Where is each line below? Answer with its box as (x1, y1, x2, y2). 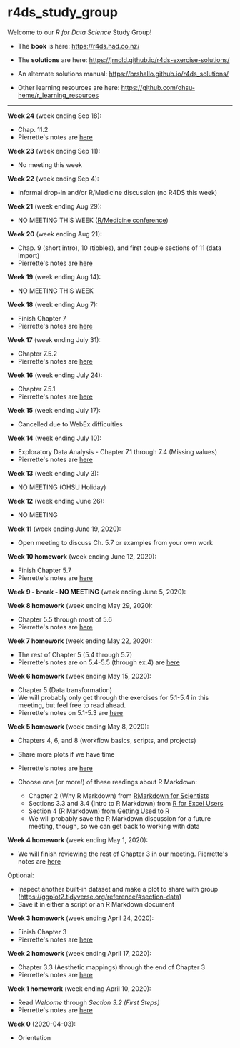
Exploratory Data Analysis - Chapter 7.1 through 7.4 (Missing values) (17, 447, 218, 456)
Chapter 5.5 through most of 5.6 (17, 615, 113, 624)
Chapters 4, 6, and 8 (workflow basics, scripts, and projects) (17, 736, 196, 744)
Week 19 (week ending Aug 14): (7, 272, 101, 281)
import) (17, 251, 40, 259)
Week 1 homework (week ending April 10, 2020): (7, 984, 151, 993)
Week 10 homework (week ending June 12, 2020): (7, 552, 157, 561)
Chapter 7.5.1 (17, 384, 56, 393)
